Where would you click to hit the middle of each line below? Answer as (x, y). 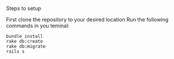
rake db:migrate (26, 46)
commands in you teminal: (38, 26)
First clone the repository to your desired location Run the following (87, 19)
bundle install (25, 36)
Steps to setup (24, 8)
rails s (16, 51)
